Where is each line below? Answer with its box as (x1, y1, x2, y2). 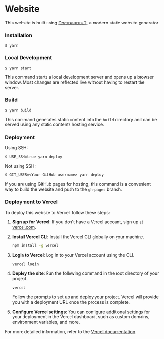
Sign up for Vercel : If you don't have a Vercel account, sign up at (12, 219, 143, 225)
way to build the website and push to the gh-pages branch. (5, 186, 122, 192)
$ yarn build (5, 108, 32, 113)
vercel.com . (12, 224, 36, 230)
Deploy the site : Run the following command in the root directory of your (12, 270, 159, 276)
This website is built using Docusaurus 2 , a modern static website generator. (5, 20, 160, 25)
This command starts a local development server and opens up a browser (5, 74, 154, 80)
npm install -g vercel (12, 243, 59, 248)
